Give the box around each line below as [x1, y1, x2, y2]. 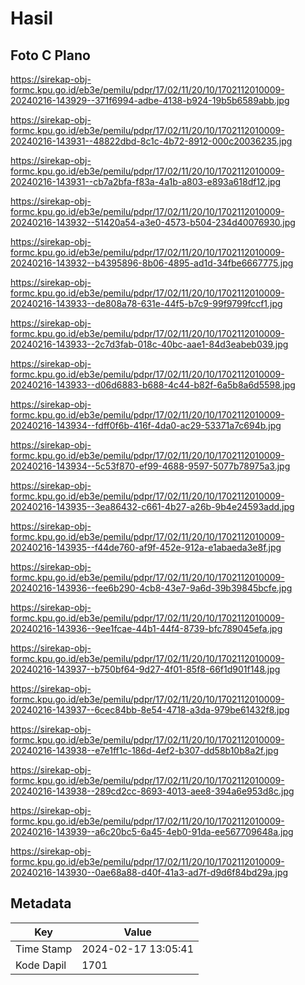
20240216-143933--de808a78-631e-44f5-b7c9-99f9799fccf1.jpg [10, 298, 283, 309]
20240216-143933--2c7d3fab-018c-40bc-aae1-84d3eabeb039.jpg [10, 338, 289, 350]
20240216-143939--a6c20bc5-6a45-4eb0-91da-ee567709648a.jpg [10, 826, 294, 837]
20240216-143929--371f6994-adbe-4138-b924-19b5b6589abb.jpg [10, 95, 290, 106]
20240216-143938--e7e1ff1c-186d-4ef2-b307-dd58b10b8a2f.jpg [10, 745, 279, 756]
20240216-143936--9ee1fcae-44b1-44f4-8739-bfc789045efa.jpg [10, 623, 283, 634]
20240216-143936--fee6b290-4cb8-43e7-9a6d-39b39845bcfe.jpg [10, 582, 293, 594]
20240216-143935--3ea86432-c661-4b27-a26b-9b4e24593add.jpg [10, 501, 295, 512]
